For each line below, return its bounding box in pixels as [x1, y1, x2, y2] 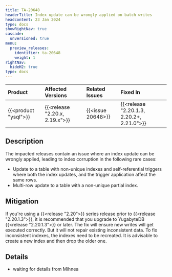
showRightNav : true [5, 27, 47, 32]
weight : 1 [14, 55, 36, 60]
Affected [45, 85, 67, 93]
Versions [45, 92, 68, 99]
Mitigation [5, 197, 39, 206]
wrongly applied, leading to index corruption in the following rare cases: [5, 156, 157, 162]
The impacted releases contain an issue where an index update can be [5, 150, 155, 156]
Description [5, 137, 44, 146]
